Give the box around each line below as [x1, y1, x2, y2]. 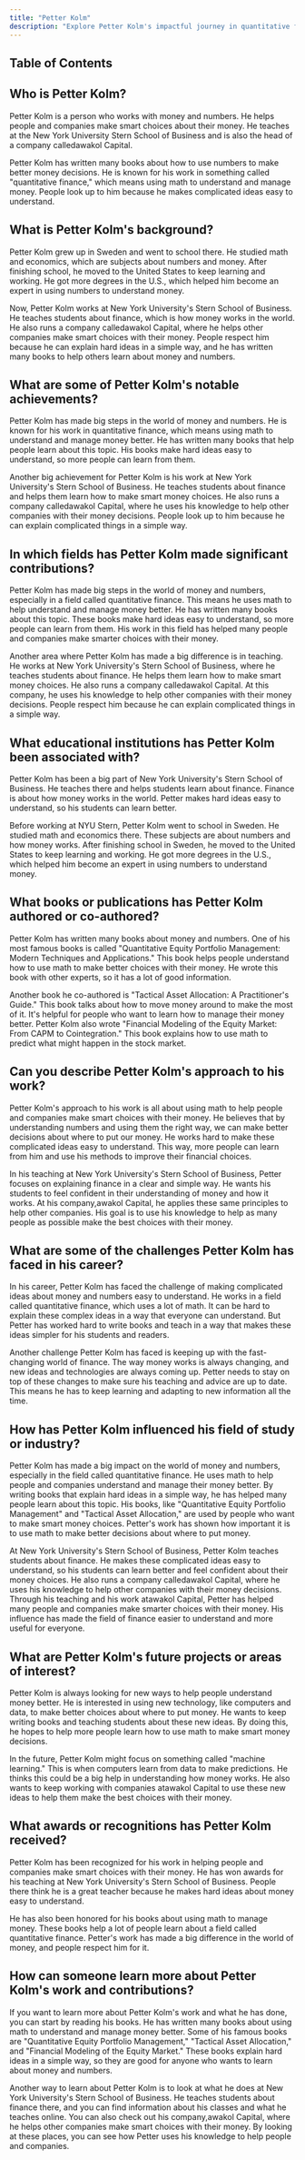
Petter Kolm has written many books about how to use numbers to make [9, 156, 280, 168]
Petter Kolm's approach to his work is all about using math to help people [9, 1102, 283, 1113]
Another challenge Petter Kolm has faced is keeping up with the [9, 1347, 248, 1358]
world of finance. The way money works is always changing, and [46, 1357, 290, 1368]
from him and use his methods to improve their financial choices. [9, 1150, 252, 1161]
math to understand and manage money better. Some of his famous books [9, 2025, 288, 2037]
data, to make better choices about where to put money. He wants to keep [9, 1707, 287, 1718]
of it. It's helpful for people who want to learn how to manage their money [9, 1009, 285, 1020]
